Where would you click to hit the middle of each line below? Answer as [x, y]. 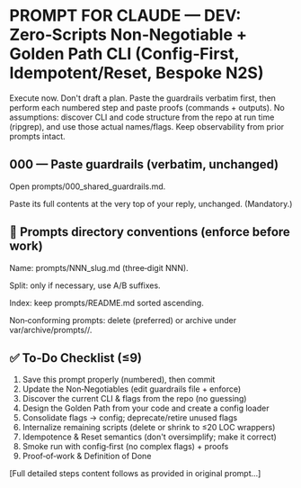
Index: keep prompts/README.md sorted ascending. [106, 303]
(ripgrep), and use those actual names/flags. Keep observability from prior [147, 126]
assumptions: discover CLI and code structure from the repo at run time [142, 117]
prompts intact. [37, 136]
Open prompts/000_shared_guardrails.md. [88, 186]
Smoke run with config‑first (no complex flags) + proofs [125, 447]
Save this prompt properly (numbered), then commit [119, 380]
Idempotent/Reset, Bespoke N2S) [137, 73]
